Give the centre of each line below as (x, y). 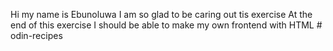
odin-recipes (36, 35)
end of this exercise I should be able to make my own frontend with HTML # (166, 25)
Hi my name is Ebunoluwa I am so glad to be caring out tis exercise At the (161, 14)
